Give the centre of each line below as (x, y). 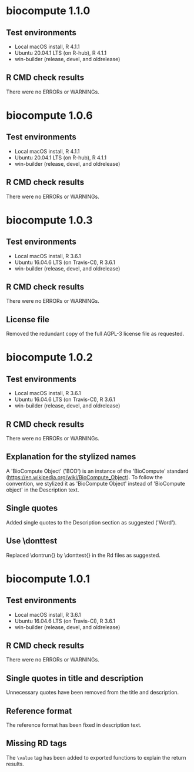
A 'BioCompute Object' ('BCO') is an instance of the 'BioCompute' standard (98, 471)
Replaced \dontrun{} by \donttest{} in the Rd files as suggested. (83, 555)
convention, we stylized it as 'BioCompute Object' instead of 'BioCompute (96, 483)
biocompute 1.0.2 (49, 357)
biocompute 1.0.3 (49, 220)
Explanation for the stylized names (71, 457)
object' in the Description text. (43, 490)
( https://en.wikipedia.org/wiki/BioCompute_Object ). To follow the (85, 477)
